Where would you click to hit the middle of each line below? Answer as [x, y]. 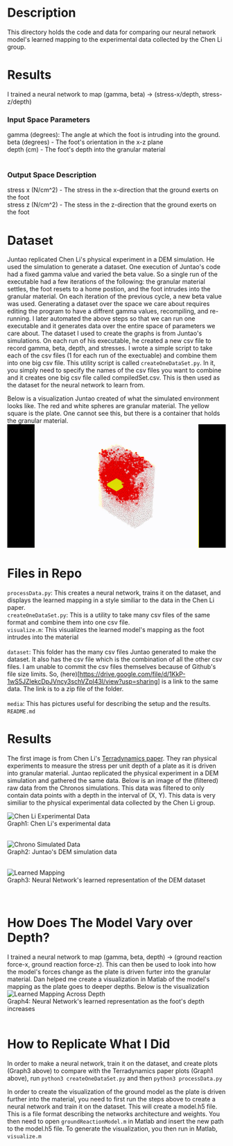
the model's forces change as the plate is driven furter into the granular [109, 971]
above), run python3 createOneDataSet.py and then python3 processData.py [115, 1078]
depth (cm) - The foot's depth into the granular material [86, 150]
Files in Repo [44, 573]
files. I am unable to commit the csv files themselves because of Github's [112, 666]
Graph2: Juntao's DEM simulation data [62, 852]
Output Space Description [52, 175]
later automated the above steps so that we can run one [115, 318]
